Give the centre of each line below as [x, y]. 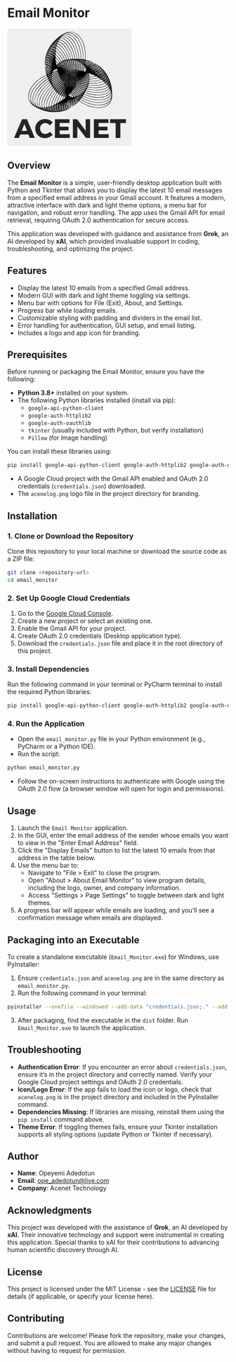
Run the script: [39, 754]
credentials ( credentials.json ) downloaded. [81, 486]
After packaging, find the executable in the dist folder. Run [103, 1020]
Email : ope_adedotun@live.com [63, 1181]
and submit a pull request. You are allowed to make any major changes [110, 1343]
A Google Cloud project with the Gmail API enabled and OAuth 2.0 [113, 479]
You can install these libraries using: [59, 452]
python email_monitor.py [44, 768]
